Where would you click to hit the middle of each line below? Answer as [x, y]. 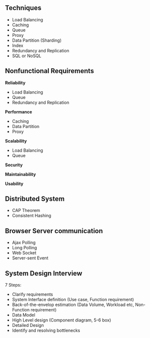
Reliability [15, 82]
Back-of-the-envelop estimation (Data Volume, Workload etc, [73, 305]
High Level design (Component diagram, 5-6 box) [61, 320]
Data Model [23, 315]
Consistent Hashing [32, 216]
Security [14, 165]
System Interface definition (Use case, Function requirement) [73, 300]
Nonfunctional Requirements [50, 71]
